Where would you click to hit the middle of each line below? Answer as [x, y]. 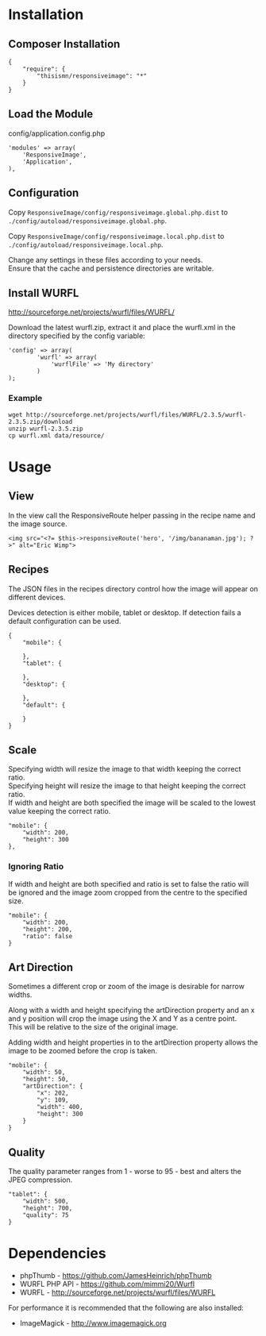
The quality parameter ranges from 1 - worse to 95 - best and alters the [125, 1172]
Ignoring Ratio [36, 867]
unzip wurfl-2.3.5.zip [46, 429]
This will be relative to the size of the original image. [93, 1027]
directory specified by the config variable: [77, 336]
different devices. [37, 597]
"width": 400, [60, 1107]
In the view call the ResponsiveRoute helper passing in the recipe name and [132, 515]
